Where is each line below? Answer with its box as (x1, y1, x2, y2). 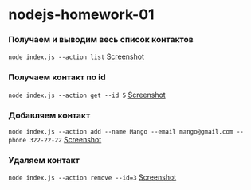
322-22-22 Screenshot (29, 135, 102, 145)
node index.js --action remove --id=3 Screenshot (8, 173, 177, 182)
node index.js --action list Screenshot (8, 52, 145, 61)
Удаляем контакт (8, 155, 80, 165)
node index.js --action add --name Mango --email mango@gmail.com (8, 128, 233, 136)
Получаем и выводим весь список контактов (8, 34, 194, 45)
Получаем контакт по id (8, 72, 106, 83)
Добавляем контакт (8, 110, 91, 121)
